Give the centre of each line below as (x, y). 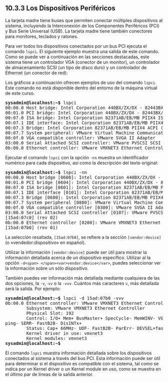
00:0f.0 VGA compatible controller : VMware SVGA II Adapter (80, 138)
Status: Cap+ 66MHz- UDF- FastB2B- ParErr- (80, 328)
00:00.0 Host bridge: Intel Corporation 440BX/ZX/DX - (74, 108)
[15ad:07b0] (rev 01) (32, 227)
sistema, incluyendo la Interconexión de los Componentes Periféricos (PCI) (82, 26)
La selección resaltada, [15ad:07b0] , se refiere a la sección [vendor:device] (83, 237)
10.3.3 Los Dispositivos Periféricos (60, 8)
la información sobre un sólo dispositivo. (47, 268)
